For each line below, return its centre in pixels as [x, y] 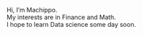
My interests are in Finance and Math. [61, 17]
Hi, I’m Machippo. [32, 10]
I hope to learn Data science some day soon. [71, 24]
